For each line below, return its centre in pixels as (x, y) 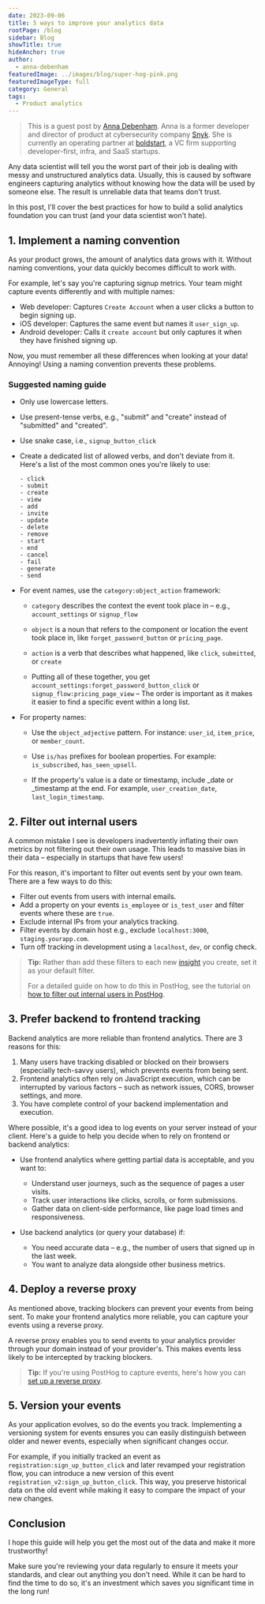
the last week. (54, 1256)
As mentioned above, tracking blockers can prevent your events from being (131, 1308)
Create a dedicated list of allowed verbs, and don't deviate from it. (127, 456)
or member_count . (58, 741)
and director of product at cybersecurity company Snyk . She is (130, 134)
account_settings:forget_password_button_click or (115, 685)
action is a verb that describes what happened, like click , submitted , (144, 653)
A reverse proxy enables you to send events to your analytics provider (122, 1340)
